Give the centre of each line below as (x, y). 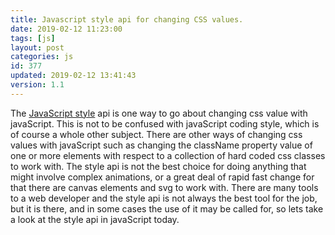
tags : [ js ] (33, 38)
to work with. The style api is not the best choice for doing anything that (158, 166)
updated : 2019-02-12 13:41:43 (73, 76)
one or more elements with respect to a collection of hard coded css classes (168, 155)
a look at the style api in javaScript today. (95, 219)
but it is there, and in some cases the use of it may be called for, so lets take (167, 208)
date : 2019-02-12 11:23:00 (66, 29)
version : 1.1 (37, 85)
